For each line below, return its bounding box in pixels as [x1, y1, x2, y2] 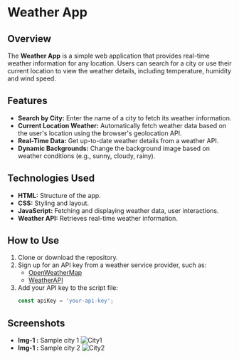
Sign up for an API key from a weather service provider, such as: [17, 261, 207, 269]
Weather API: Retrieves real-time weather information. [17, 214, 178, 222]
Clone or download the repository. [17, 254, 119, 262]
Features [7, 95, 48, 107]
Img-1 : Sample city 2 [17, 343, 80, 353]
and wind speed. [7, 74, 57, 83]
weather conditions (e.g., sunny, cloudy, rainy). [17, 151, 156, 160]
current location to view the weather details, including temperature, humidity [7, 67, 232, 75]
